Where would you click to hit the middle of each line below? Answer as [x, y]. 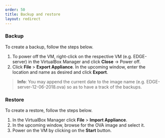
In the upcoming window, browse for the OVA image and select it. [79, 125]
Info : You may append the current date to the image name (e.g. [81, 81]
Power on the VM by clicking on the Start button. [62, 130]
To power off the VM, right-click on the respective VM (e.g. [72, 56]
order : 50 [15, 10]
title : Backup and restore [33, 14]
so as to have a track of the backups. [104, 87]
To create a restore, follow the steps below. [49, 110]
